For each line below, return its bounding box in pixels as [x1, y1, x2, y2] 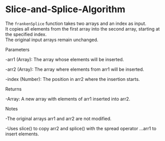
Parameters [5, 46, 30, 52]
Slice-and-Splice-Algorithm [5, 4, 126, 15]
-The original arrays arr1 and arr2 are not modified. [5, 116, 112, 122]
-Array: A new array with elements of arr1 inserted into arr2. [5, 96, 131, 102]
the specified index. [5, 31, 47, 37]
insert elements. [5, 131, 39, 137]
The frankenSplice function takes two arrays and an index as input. [5, 20, 147, 26]
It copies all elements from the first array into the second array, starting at [5, 25, 160, 32]
